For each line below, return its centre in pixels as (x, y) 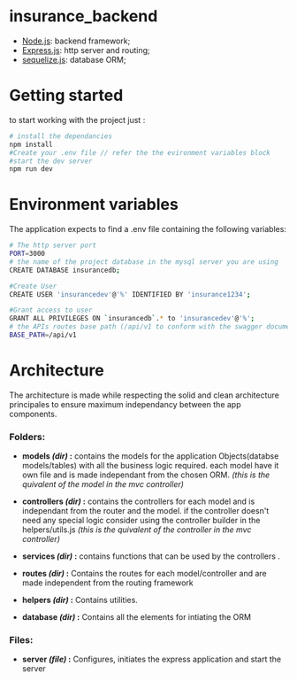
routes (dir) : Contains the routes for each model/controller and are (144, 574)
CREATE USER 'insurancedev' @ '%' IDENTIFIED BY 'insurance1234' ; (130, 294)
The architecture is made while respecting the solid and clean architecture (145, 395)
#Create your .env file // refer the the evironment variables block (140, 152)
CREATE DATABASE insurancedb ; (65, 270)
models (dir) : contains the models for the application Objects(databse (150, 456)
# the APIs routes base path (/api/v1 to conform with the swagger (136, 327)
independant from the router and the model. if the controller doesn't (145, 511)
